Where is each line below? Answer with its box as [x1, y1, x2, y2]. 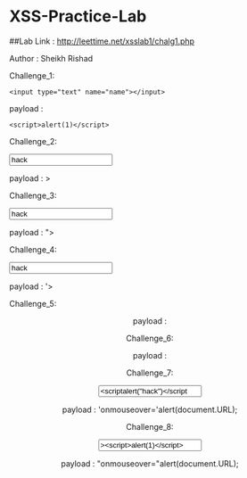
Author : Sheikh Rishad [9, 53, 94, 63]
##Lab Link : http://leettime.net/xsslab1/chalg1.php [9, 36, 194, 46]
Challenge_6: [126, 333, 174, 343]
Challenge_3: [9, 190, 57, 201]
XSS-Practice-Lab [9, 6, 147, 27]
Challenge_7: [126, 367, 174, 378]
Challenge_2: [9, 136, 58, 146]
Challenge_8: [126, 421, 174, 432]
